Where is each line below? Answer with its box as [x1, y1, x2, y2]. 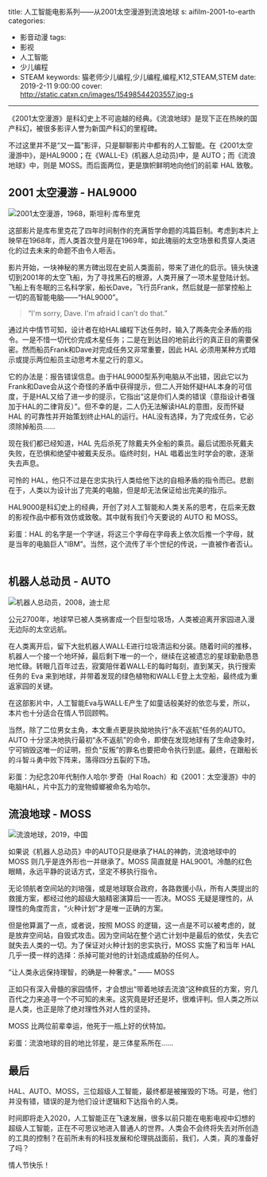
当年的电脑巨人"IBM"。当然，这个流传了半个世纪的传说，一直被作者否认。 [14, 539, 257, 549]
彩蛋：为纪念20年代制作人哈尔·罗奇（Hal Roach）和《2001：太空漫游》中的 [8, 772, 257, 781]
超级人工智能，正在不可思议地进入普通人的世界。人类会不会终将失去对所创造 [8, 1124, 259, 1133]
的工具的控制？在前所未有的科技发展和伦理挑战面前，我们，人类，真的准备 [8, 1133, 252, 1143]
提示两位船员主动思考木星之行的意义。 [21, 354, 148, 364]
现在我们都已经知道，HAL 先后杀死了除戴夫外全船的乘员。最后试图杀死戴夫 [8, 438, 254, 448]
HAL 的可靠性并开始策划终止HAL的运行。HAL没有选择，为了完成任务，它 [8, 411, 247, 421]
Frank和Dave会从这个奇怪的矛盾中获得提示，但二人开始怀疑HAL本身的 [8, 381, 238, 391]
